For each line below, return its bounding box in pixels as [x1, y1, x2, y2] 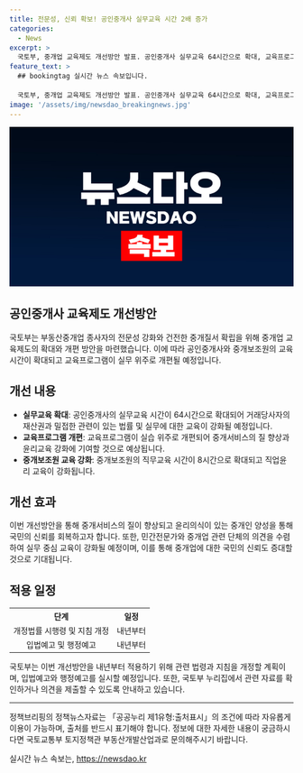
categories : [9, 23, 54, 33]
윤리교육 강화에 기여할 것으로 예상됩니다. [22, 443, 165, 454]
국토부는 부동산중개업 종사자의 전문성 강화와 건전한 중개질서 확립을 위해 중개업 [9, 332, 284, 343]
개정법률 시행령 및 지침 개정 [13, 625, 110, 636]
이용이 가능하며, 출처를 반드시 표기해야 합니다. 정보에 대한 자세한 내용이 [9, 722, 260, 733]
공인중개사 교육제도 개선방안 [9, 307, 158, 322]
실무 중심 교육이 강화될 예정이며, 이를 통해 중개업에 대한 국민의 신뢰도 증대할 [25, 542, 293, 554]
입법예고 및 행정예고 [26, 640, 96, 650]
